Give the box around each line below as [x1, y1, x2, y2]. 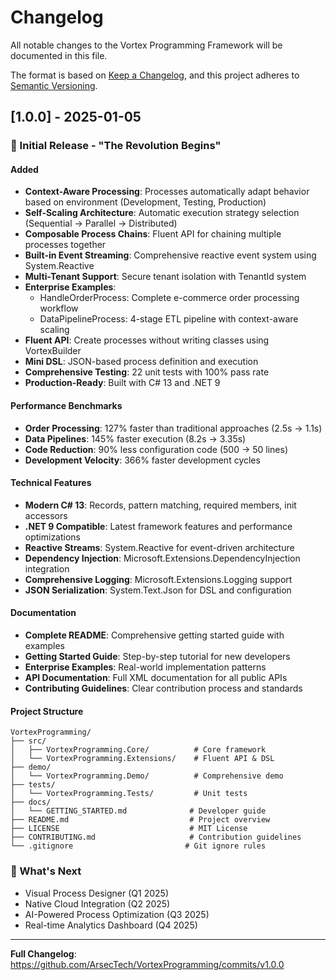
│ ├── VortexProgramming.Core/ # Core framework [10, 745, 267, 755]
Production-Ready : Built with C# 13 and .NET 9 [24, 377, 221, 389]
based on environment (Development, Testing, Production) [24, 196, 267, 208]
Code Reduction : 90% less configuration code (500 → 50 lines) [24, 443, 288, 455]
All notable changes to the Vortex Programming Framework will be [10, 39, 283, 51]
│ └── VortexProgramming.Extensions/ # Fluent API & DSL [10, 754, 275, 764]
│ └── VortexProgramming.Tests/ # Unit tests [10, 789, 248, 799]
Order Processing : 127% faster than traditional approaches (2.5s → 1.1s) [24, 422, 323, 434]
